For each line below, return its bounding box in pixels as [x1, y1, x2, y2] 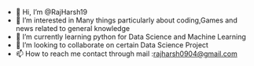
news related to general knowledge [15, 24, 131, 33]
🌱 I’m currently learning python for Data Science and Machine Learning [15, 32, 246, 41]
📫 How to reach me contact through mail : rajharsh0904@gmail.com [15, 49, 237, 58]
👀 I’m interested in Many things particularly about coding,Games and [15, 16, 237, 25]
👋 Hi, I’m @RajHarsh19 [15, 8, 88, 16]
